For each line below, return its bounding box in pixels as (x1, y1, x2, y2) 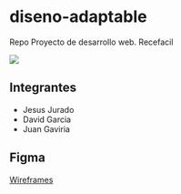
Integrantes (9, 80, 77, 96)
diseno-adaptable (9, 6, 147, 27)
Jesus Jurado (22, 104, 75, 115)
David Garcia (22, 114, 71, 125)
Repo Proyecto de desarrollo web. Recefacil (9, 36, 174, 47)
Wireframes (9, 174, 54, 185)
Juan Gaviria (22, 123, 71, 134)
